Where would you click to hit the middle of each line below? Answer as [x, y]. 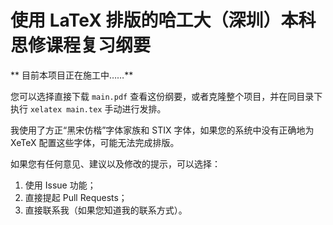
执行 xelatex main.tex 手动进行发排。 [88, 108]
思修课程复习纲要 [81, 45]
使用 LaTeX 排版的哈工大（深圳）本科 [163, 20]
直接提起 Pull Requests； [76, 197]
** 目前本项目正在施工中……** [72, 75]
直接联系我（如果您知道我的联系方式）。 [106, 210]
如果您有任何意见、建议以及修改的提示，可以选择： [115, 163]
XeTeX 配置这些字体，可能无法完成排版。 [95, 142]
